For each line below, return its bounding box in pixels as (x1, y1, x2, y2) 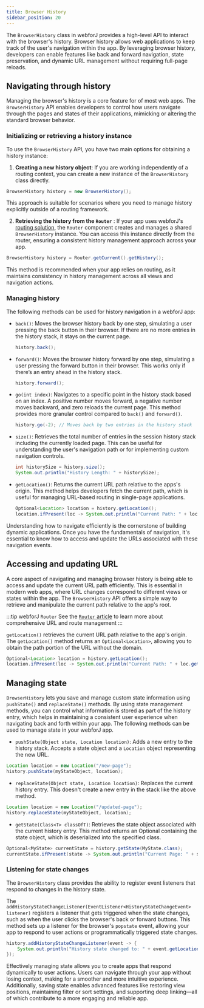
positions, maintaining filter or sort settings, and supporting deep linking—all (6, 988, 197, 996)
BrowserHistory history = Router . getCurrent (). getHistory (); (6, 255, 165, 261)
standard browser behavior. (6, 117, 75, 124)
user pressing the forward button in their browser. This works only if (15, 362, 186, 369)
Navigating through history (6, 81, 111, 91)
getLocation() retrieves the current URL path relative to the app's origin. (6, 631, 187, 638)
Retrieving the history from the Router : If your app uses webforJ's (15, 217, 183, 225)
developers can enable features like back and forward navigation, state (6, 50, 184, 58)
